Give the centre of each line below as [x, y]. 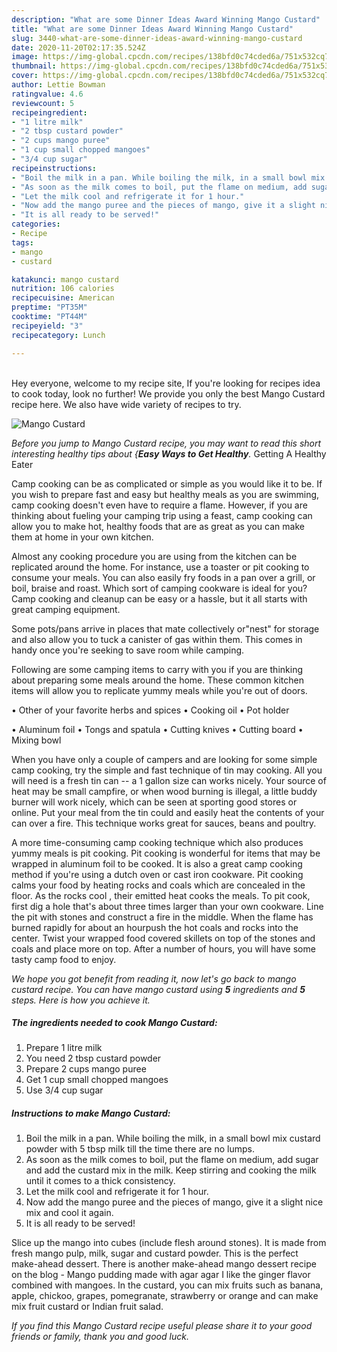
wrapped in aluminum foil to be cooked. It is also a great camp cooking [157, 863]
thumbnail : [34, 66]
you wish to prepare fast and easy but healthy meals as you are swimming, [165, 494]
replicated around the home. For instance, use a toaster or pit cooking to [160, 567]
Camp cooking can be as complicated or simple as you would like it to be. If [167, 483]
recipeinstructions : [54, 168]
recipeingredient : [49, 112]
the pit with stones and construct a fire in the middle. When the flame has [162, 917]
